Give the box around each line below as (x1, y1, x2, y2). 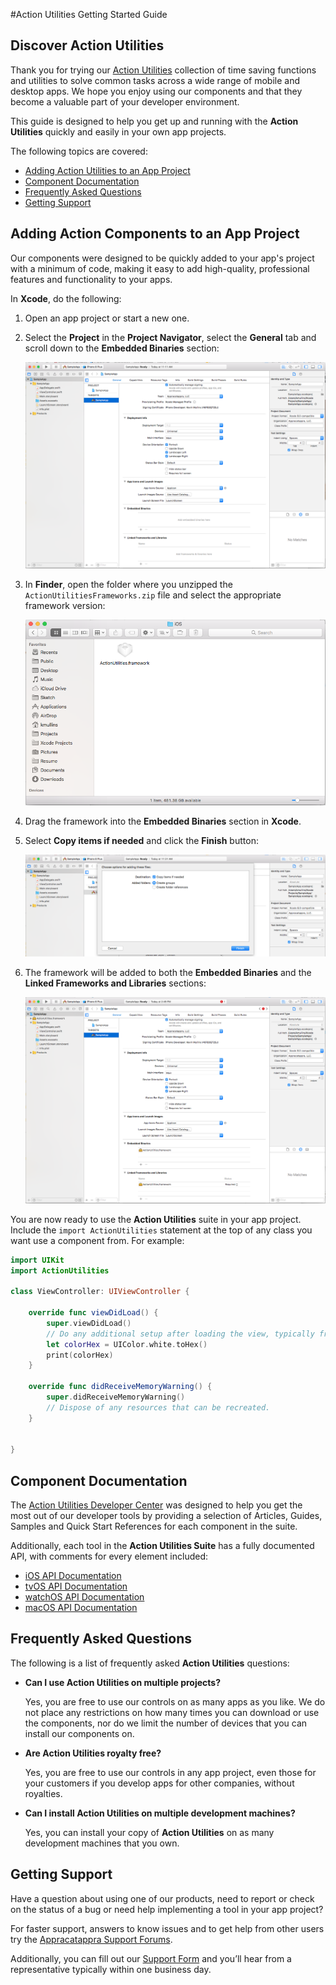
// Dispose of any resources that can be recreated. (46, 1402, 271, 1413)
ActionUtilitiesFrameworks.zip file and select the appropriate (24, 589, 282, 601)
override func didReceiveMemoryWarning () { (28, 1382, 213, 1392)
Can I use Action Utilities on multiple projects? (24, 1676, 221, 1688)
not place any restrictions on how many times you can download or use (24, 1706, 320, 1718)
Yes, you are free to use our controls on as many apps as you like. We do (24, 1695, 326, 1708)
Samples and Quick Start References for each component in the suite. (10, 1520, 298, 1533)
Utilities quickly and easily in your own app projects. (10, 125, 227, 138)
